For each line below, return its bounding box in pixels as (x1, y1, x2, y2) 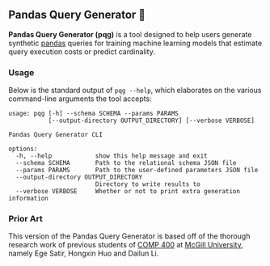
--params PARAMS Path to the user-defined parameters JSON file (15, 167, 259, 175)
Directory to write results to (95, 180, 200, 188)
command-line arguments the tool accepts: (8, 94, 152, 103)
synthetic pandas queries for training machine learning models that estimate (8, 38, 263, 48)
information (8, 195, 49, 203)
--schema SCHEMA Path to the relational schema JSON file (15, 159, 237, 167)
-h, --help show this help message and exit (15, 152, 208, 160)
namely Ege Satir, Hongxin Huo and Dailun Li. (8, 248, 159, 259)
